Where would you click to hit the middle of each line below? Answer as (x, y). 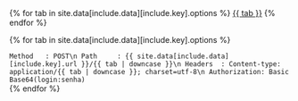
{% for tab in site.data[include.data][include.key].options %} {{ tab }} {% (142, 13)
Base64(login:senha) (48, 80)
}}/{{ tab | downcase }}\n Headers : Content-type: (181, 64)
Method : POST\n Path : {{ (71, 56)
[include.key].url (43, 64)
